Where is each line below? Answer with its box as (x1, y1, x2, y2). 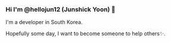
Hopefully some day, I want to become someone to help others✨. (5, 30, 166, 37)
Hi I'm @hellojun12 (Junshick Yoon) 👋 (5, 5, 116, 14)
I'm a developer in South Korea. (5, 19, 83, 26)
